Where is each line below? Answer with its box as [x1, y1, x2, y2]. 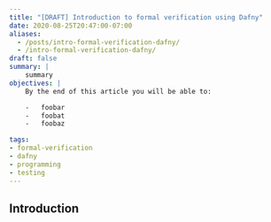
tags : [9, 135, 29, 144]
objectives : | [9, 79, 62, 88]
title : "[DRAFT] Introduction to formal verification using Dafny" [9, 12, 264, 22]
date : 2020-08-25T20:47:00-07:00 [9, 21, 133, 30]
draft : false [9, 54, 58, 63]
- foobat [25, 111, 66, 120]
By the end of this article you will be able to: [25, 87, 213, 96]
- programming [9, 160, 62, 169]
